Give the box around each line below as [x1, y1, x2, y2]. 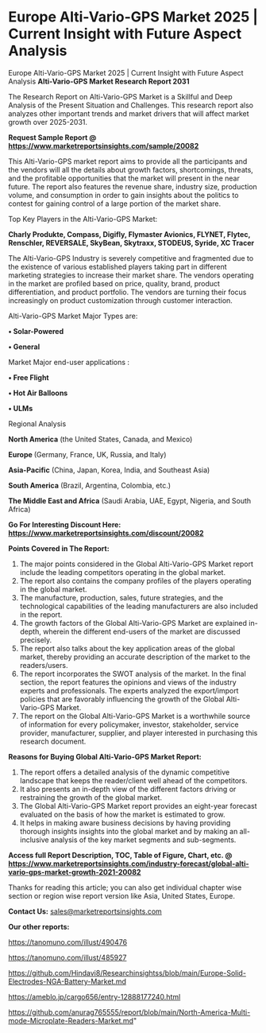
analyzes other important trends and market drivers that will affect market [8, 108, 249, 118]
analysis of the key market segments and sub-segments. [50, 835, 237, 845]
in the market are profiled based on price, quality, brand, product [8, 278, 221, 288]
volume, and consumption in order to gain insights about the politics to [8, 190, 239, 200]
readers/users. [19, 660, 68, 670]
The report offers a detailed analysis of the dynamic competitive [19, 767, 230, 777]
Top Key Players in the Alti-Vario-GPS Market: [8, 214, 158, 223]
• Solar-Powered [8, 326, 64, 336]
